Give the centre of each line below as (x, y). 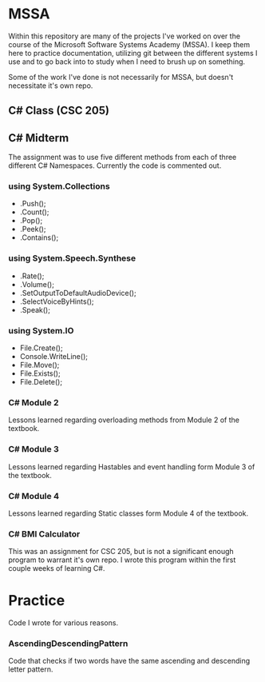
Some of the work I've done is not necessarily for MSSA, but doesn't (121, 77)
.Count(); (34, 212)
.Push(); (33, 204)
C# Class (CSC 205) (59, 111)
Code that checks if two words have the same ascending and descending (129, 661)
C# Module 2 (34, 402)
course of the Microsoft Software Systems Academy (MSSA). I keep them (129, 44)
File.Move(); (40, 365)
